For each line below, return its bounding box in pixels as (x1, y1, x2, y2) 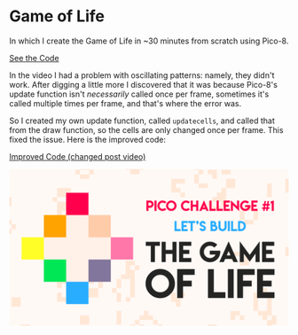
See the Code (9, 52, 59, 63)
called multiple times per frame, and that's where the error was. (9, 97, 242, 108)
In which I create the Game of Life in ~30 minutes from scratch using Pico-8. (9, 35, 289, 46)
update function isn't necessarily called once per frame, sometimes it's (9, 89, 270, 99)
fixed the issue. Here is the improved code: (9, 134, 167, 144)
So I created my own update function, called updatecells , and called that (9, 115, 275, 126)
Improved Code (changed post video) (9, 151, 146, 161)
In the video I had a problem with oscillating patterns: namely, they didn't (9, 69, 275, 81)
